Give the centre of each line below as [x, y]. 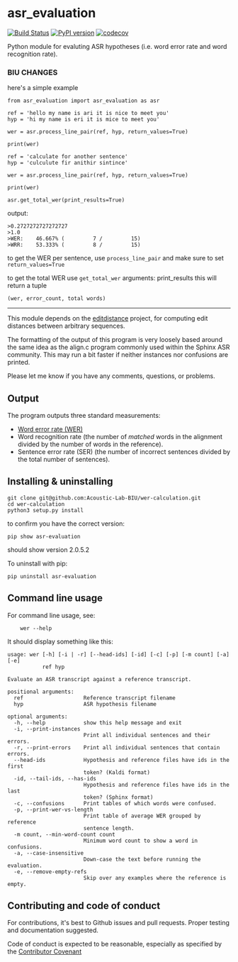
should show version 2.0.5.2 [49, 549]
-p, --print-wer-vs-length [53, 809]
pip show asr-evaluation [44, 536]
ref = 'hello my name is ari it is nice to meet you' [89, 114]
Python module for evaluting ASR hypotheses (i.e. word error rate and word [117, 46]
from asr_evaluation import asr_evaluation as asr [84, 101]
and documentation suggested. [53, 930]
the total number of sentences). [64, 460]
